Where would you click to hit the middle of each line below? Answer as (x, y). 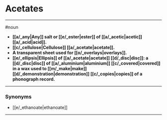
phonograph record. (34, 79)
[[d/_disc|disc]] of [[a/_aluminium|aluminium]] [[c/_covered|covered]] (86, 63)
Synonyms (18, 97)
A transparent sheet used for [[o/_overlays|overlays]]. (70, 52)
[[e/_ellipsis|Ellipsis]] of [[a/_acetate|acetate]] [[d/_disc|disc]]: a (80, 58)
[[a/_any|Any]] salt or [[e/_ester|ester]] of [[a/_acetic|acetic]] (77, 37)
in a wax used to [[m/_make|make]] (49, 68)
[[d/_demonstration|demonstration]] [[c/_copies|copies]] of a (77, 74)
